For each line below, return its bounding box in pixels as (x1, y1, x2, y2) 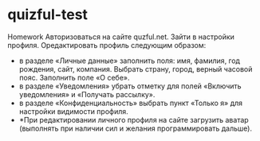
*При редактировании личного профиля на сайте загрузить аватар (18, 115, 249, 124)
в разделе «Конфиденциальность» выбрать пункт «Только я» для (18, 98, 243, 108)
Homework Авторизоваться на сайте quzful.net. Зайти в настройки (7, 32, 234, 41)
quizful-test (7, 6, 89, 24)
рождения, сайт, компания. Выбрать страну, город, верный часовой (18, 64, 253, 73)
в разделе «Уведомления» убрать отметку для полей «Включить (18, 81, 242, 91)
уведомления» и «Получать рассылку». (18, 89, 156, 99)
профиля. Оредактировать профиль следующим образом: (7, 40, 207, 49)
